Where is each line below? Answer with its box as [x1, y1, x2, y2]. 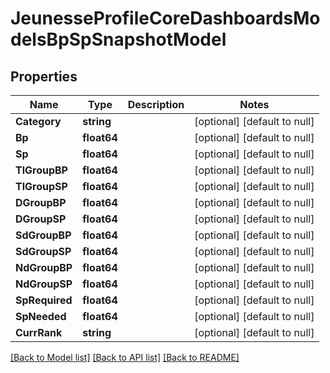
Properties [10, 68, 78, 85]
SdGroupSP [15, 245, 72, 258]
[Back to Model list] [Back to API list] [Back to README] [10, 352, 240, 363]
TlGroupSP [15, 180, 68, 193]
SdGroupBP [15, 228, 72, 242]
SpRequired [15, 293, 73, 307]
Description [127, 98, 185, 111]
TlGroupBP [15, 163, 68, 177]
